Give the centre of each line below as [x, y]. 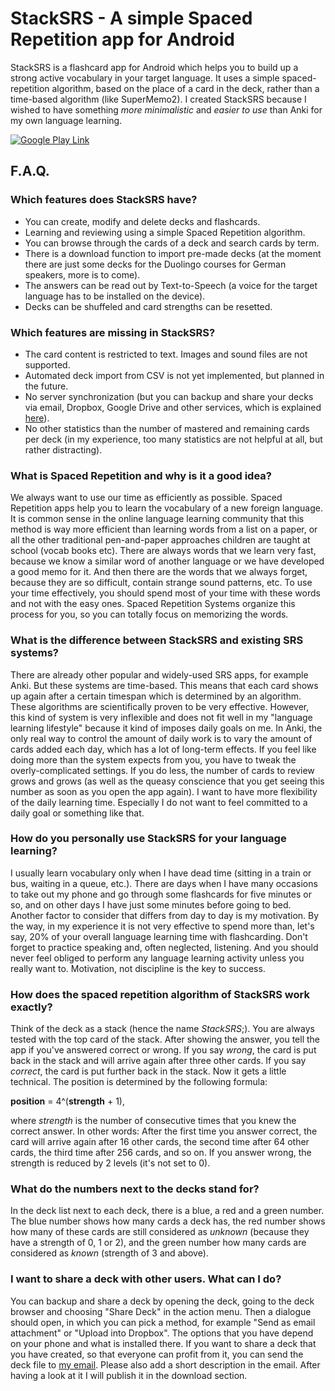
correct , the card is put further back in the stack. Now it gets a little [148, 1071]
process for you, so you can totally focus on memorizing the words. [149, 614]
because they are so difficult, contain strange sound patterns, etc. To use [161, 583]
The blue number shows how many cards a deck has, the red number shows [168, 1221]
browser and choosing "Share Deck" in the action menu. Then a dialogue [161, 1311]
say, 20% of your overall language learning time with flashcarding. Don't [159, 936]
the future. [46, 386]
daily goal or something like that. [77, 813]
